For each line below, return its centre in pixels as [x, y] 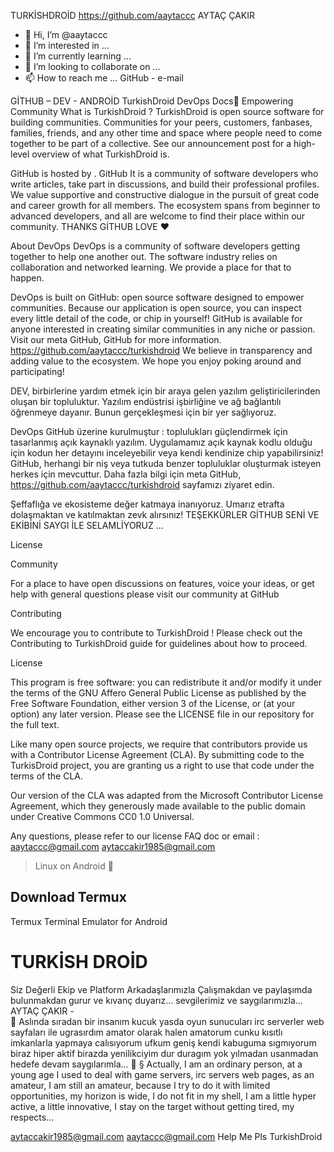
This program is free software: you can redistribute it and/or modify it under [166, 682]
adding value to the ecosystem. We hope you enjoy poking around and [156, 361]
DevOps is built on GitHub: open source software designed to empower [157, 297]
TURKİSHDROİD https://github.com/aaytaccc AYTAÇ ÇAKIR [133, 15]
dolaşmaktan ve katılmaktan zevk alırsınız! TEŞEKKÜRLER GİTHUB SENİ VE [165, 514]
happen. [27, 278]
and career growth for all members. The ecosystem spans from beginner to [165, 205]
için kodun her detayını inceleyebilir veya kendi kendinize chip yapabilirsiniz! [167, 453]
